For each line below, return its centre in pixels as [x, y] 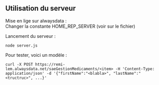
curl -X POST [19, 64]
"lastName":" [127, 73]
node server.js [22, 46]
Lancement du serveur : [31, 36]
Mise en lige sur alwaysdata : [36, 20]
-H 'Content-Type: [135, 69]
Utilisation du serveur [41, 8]
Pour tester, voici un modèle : [36, 55]
